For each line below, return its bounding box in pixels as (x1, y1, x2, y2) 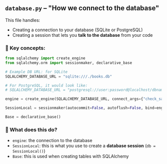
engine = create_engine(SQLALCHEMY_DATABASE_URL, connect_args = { (5, 96, 143, 101)
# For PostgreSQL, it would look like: (5, 83, 88, 88)
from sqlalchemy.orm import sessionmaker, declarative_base (5, 60, 133, 65)
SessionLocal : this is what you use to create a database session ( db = (12, 143, 156, 149)
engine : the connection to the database (12, 138, 93, 144)
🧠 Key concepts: (5, 44, 46, 51)
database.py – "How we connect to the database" (5, 4, 160, 12)
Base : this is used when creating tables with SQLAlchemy (12, 154, 129, 160)
